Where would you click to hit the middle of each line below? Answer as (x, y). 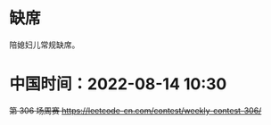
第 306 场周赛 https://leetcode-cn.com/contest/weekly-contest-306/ (135, 110)
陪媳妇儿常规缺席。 (45, 45)
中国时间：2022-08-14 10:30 (118, 84)
